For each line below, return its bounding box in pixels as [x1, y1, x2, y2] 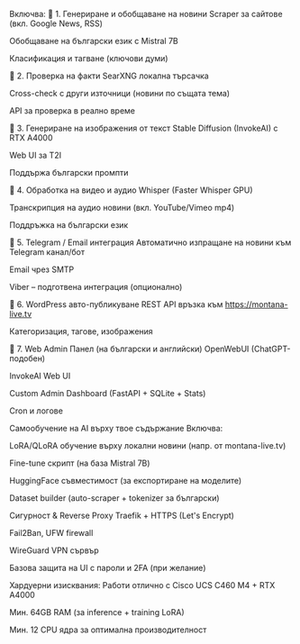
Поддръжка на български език [9, 220, 129, 230]
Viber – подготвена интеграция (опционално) [9, 282, 183, 292]
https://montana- [224, 299, 288, 310]
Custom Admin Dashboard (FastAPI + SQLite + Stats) [9, 388, 206, 398]
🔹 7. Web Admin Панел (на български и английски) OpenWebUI [9, 343, 250, 354]
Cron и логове [9, 405, 63, 416]
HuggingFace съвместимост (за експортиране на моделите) [9, 476, 242, 485]
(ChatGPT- [250, 343, 291, 354]
